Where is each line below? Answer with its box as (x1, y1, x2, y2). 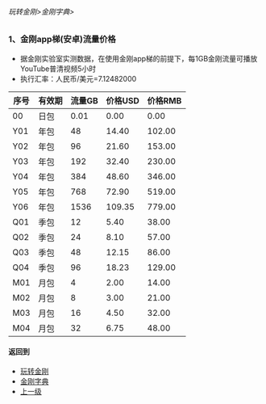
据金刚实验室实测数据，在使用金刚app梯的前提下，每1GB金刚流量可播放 (19, 53, 258, 63)
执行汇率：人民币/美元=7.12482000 (19, 74, 137, 83)
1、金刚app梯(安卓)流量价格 (8, 34, 117, 45)
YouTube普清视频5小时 (19, 64, 97, 74)
